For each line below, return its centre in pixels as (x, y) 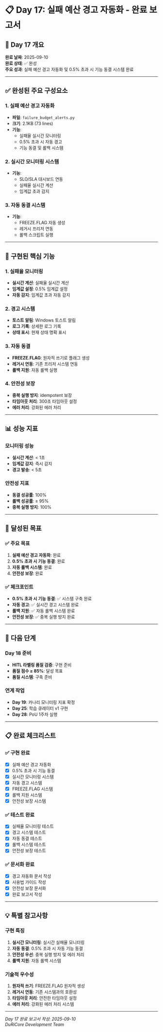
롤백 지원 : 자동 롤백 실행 (34, 370)
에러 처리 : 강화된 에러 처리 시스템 (43, 1004)
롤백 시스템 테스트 (29, 845)
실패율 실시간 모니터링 (40, 135)
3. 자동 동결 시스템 (25, 205)
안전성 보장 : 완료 (28, 573)
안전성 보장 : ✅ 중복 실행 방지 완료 (43, 617)
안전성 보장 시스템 (29, 801)
